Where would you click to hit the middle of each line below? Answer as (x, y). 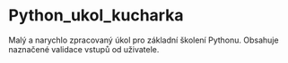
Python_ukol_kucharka (96, 16)
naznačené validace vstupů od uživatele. (84, 49)
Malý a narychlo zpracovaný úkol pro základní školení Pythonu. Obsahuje (144, 40)
